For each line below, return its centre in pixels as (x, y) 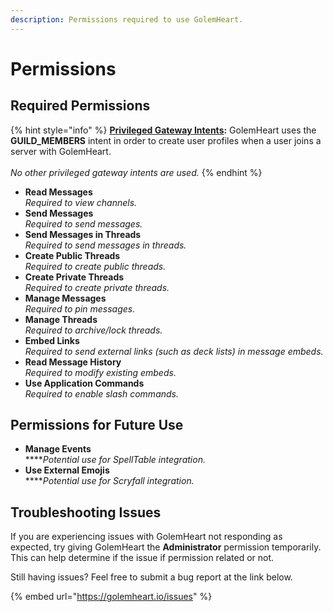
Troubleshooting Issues (86, 512)
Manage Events (58, 449)
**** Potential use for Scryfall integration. (109, 481)
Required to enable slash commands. (101, 393)
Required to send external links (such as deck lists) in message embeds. (174, 351)
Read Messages (58, 192)
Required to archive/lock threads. (93, 330)
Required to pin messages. (80, 308)
